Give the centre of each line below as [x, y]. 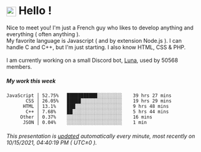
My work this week [31, 81]
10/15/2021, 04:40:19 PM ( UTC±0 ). [52, 142]
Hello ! [35, 11]
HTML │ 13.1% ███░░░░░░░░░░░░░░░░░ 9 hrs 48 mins [96, 106]
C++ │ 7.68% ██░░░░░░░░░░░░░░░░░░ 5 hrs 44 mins [97, 112]
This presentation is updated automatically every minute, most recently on [101, 136]
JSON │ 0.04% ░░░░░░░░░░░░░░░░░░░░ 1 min [85, 122]
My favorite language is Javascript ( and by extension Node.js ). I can [94, 40]
